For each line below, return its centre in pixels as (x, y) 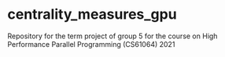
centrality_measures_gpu (92, 14)
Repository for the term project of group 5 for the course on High (112, 36)
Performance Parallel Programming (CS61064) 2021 (91, 44)
